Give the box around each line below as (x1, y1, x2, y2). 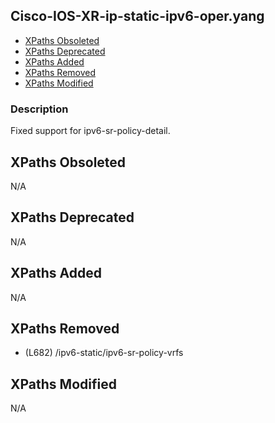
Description (10, 102, 69, 116)
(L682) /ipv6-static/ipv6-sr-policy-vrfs (24, 347, 184, 359)
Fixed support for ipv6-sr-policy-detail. (10, 125, 171, 137)
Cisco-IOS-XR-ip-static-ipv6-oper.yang (10, 8, 265, 25)
